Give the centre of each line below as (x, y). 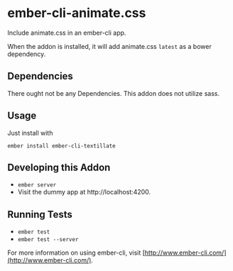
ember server (37, 185)
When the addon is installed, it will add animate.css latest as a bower (109, 46)
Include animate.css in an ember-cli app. (67, 33)
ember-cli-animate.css (77, 13)
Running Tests (40, 214)
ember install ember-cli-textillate (61, 146)
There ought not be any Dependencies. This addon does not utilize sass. (114, 93)
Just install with (30, 133)
